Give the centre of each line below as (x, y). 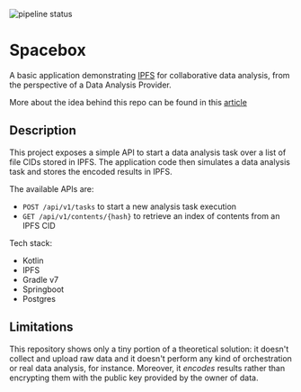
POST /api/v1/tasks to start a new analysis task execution (129, 206)
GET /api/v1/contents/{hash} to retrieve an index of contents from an (151, 215)
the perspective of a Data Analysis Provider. (91, 85)
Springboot (43, 289)
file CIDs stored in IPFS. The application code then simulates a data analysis (150, 161)
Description (43, 131)
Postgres (39, 298)
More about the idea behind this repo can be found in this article (128, 102)
